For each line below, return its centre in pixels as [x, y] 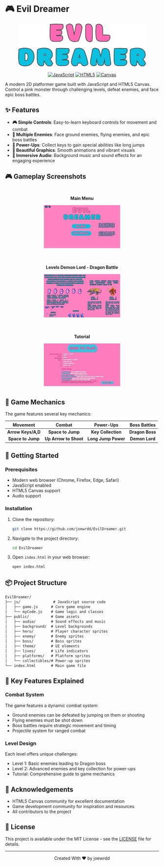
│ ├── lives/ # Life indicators [47, 651]
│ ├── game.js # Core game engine [48, 607]
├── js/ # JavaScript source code [55, 602]
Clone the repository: [33, 519]
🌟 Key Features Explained [45, 681]
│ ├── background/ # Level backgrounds [49, 627]
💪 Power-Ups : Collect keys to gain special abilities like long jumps [78, 145]
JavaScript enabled [31, 485]
